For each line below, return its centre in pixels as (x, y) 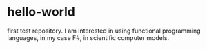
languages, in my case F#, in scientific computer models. (88, 37)
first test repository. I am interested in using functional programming (104, 31)
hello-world (41, 12)
